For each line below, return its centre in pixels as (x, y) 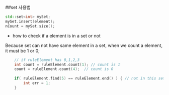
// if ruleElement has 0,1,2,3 (47, 60)
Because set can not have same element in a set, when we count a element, (84, 45)
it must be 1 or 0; (23, 50)
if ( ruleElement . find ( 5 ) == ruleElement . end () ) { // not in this (85, 78)
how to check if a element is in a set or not (56, 35)
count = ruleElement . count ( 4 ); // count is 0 (64, 69)
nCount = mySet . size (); (30, 26)
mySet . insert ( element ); (30, 21)
